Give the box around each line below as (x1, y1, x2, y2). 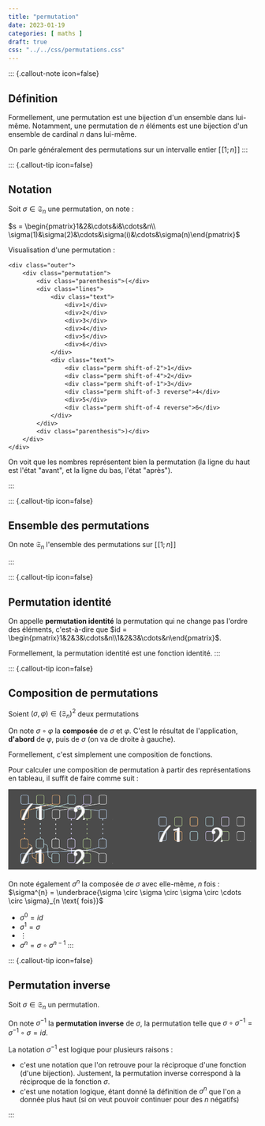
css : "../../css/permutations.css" (8, 46, 125, 55)
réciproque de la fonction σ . (19, 1076, 110, 1086)
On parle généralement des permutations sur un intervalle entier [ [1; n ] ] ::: (8, 145, 248, 154)
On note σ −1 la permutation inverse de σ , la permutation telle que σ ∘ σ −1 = (8, 1017, 252, 1028)
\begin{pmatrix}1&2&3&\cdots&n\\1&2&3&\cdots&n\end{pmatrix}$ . (8, 633, 222, 642)
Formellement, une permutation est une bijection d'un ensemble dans (8, 112, 234, 122)
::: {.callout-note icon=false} (8, 69, 100, 78)
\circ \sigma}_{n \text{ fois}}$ (8, 896, 104, 905)
